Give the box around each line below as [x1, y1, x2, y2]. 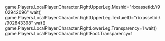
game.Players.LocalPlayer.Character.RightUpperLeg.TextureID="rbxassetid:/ [5, 15, 161, 20]
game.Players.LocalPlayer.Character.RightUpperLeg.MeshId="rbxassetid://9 [5, 4, 161, 10]
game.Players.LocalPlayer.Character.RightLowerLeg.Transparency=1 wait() [5, 25, 157, 31]
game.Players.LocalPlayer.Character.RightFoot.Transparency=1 [5, 31, 133, 36]
